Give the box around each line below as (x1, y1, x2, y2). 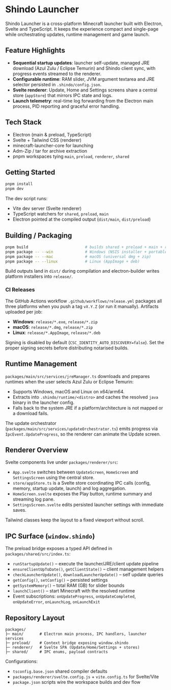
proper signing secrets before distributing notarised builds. (5, 345, 129, 351)
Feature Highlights (5, 46, 65, 55)
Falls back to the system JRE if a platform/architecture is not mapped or (12, 405, 163, 411)
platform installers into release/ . (5, 273, 73, 279)
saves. (12, 507, 27, 513)
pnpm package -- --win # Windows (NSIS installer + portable (5, 249, 167, 254)
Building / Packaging (5, 231, 72, 240)
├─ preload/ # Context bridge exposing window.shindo (5, 640, 129, 646)
